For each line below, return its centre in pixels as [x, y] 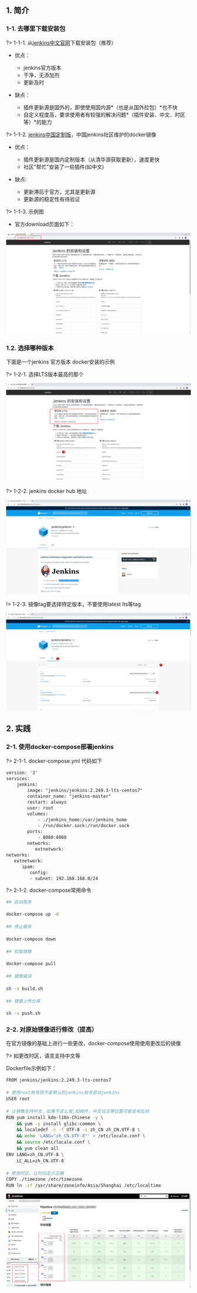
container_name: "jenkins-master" [69, 796]
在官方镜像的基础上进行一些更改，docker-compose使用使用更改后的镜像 [94, 1043]
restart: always [47, 802]
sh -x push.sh [23, 1013]
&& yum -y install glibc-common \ [59, 1124]
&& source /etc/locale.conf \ [54, 1142]
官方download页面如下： [45, 224]
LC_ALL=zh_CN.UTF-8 [40, 1161]
